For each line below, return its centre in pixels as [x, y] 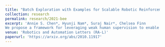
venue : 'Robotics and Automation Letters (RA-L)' [57, 32]
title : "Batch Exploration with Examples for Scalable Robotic [71, 10]
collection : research [27, 14]
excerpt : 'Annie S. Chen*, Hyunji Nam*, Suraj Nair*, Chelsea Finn [76, 23]
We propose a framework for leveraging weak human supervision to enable [82, 28]
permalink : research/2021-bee [36, 19]
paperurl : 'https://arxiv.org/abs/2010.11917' [54, 37]
